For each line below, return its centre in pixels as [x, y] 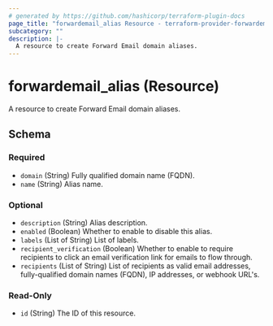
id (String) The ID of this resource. [78, 313]
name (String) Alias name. [61, 184]
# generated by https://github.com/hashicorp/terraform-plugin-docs [127, 16]
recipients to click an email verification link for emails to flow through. [136, 258]
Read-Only [30, 295]
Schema [30, 135]
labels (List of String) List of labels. [80, 240]
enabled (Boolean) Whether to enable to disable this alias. [116, 232]
